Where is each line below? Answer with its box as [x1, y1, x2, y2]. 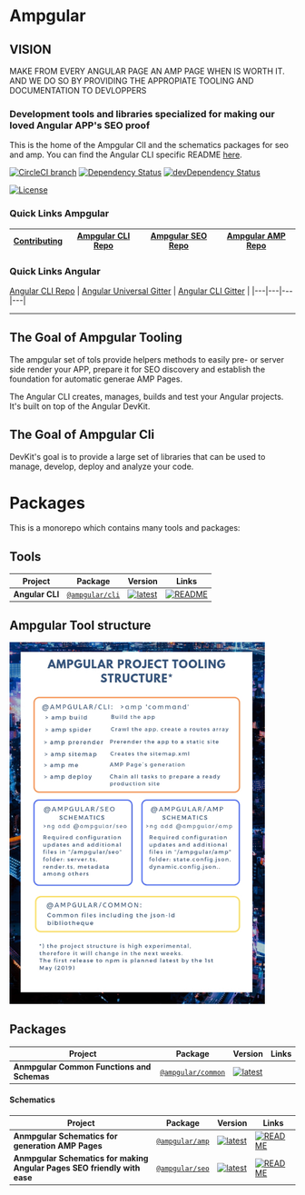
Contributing [13, 235, 64, 246]
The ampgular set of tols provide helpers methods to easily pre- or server [9, 354, 284, 364]
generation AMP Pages [13, 1140, 103, 1150]
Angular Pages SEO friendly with [13, 1162, 141, 1173]
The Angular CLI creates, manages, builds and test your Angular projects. [9, 391, 284, 402]
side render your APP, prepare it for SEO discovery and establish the [9, 363, 266, 374]
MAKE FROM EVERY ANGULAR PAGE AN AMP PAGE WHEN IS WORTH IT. [9, 65, 285, 76]
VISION [9, 42, 52, 57]
